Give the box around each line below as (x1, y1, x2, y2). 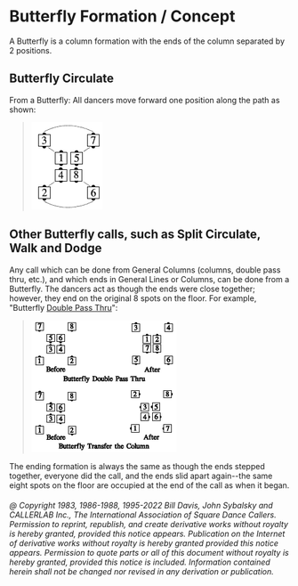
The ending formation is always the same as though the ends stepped (9, 460, 265, 471)
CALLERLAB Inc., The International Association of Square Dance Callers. (9, 509, 278, 520)
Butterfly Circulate (9, 71, 114, 86)
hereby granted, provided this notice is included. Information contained (9, 557, 271, 567)
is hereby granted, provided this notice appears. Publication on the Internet (9, 528, 286, 540)
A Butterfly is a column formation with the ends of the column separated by (9, 36, 286, 46)
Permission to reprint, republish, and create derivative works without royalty (9, 519, 289, 530)
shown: (9, 104, 36, 115)
